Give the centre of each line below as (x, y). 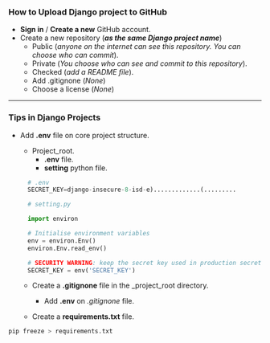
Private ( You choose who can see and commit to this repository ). (139, 63)
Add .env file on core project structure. (85, 135)
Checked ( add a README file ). (83, 72)
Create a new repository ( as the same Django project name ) (121, 38)
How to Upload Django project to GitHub (88, 12)
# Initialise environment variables (89, 234)
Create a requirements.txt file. (83, 316)
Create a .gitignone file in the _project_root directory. (120, 286)
